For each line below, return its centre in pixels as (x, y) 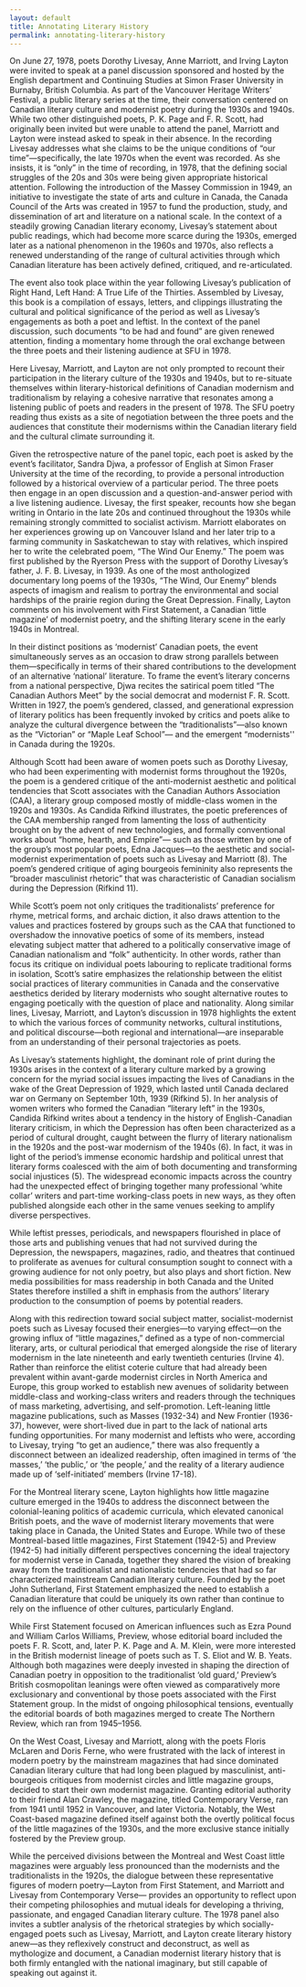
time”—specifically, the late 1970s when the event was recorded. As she (145, 158)
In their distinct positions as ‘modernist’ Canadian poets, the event (134, 647)
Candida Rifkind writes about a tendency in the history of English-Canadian (151, 1118)
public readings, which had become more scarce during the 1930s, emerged (153, 236)
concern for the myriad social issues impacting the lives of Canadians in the (152, 1079)
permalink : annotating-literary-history (88, 35)
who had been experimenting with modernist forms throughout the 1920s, (148, 772)
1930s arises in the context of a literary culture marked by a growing (138, 1069)
